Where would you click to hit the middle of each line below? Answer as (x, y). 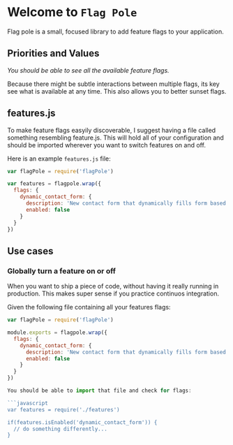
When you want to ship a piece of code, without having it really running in (113, 286)
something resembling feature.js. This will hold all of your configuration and (116, 138)
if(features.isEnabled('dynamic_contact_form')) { (82, 422)
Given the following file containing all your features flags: (89, 307)
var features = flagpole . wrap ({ (54, 184)
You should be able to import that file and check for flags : (99, 391)
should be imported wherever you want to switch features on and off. (106, 145)
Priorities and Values (53, 53)
